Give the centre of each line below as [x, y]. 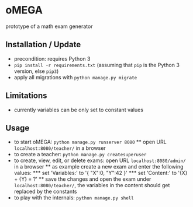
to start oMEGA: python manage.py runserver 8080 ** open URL [90, 142]
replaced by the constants [45, 192]
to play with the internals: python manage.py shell [74, 198]
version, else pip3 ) [36, 71]
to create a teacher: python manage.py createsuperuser [80, 155]
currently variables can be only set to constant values [79, 110]
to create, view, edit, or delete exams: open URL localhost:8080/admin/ [100, 160]
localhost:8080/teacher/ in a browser [60, 148]
